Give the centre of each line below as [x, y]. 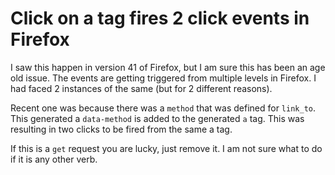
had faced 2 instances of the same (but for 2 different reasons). [141, 88]
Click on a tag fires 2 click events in [160, 18]
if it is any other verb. [54, 159]
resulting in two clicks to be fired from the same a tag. [121, 129]
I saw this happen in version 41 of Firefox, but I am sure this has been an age [168, 67]
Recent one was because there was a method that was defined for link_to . [163, 108]
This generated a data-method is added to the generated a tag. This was [157, 118]
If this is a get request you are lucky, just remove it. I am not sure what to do [166, 148]
